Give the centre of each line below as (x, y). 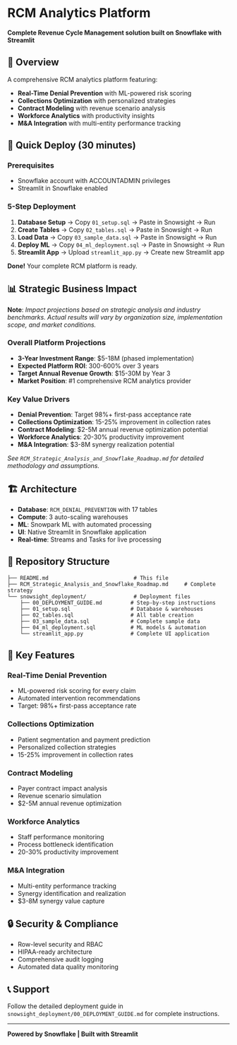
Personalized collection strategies (67, 747)
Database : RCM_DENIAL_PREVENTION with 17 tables (87, 509)
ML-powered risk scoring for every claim (77, 691)
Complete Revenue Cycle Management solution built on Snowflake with (115, 33)
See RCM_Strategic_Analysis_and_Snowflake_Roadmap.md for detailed (105, 458)
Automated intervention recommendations (79, 699)
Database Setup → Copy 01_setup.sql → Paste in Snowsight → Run (116, 222)
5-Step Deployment (42, 206)
